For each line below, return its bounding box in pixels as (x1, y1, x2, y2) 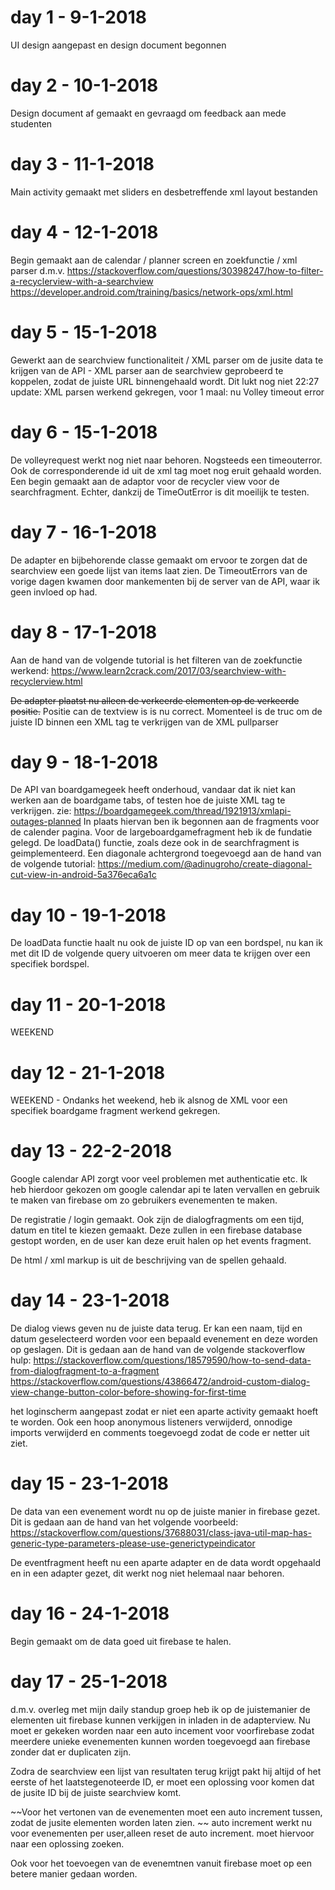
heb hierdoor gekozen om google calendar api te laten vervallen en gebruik (10, 1184, 320, 1196)
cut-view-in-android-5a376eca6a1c (10, 869, 157, 881)
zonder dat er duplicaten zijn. (10, 1746, 132, 1758)
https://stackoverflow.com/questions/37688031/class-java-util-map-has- (10, 1527, 312, 1539)
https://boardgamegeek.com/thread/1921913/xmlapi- (73, 805, 292, 817)
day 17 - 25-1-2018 (10, 1671, 168, 1693)
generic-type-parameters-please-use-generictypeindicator (10, 1537, 256, 1550)
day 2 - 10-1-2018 (10, 74, 159, 97)
